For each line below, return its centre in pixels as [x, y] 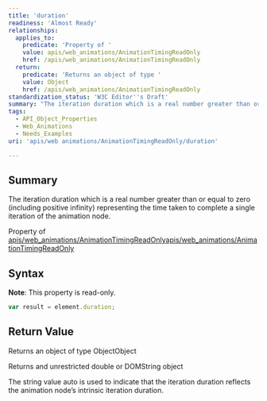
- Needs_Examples [44, 133]
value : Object [46, 82]
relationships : [33, 30]
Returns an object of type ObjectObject [72, 351]
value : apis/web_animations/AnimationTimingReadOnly [112, 52]
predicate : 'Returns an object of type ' [92, 75]
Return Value [41, 332]
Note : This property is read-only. [62, 293]
